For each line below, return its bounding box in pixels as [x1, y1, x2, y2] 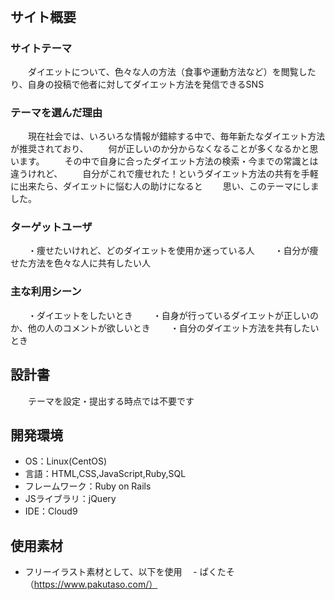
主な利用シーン [10, 285, 82, 299]
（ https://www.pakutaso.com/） [24, 578, 158, 591]
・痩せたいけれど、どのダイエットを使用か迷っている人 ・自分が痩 [27, 245, 319, 257]
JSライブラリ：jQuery [24, 493, 117, 505]
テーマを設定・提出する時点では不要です [27, 395, 195, 407]
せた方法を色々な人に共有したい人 [10, 257, 151, 269]
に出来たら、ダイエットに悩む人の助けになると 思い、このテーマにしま [10, 180, 320, 192]
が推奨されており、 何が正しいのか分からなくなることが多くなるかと [10, 143, 310, 155]
